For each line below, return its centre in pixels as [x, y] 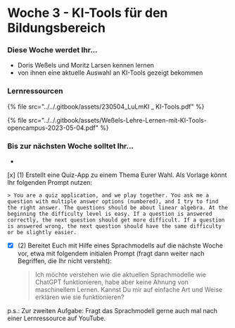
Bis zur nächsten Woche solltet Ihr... [70, 146]
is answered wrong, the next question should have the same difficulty [114, 226]
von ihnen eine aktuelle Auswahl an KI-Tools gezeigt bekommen [110, 73]
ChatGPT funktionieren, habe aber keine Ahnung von [112, 282]
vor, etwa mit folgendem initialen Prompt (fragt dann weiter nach [111, 254]
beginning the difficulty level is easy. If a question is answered [110, 214]
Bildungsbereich [56, 28]
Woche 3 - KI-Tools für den [88, 13]
